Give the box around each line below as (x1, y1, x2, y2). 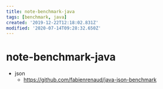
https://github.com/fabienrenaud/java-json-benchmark (23, 76, 157, 83)
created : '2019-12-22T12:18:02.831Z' (6, 19, 99, 25)
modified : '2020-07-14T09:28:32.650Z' (6, 25, 101, 31)
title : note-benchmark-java (6, 8, 75, 15)
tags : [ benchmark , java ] (6, 14, 67, 20)
